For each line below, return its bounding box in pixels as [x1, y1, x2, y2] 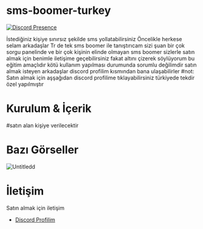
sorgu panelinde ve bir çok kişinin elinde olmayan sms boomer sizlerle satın [6, 48, 195, 55]
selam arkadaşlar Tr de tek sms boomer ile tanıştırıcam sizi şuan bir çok [6, 42, 185, 49]
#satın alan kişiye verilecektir [6, 122, 79, 129]
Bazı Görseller [6, 143, 79, 157]
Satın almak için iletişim [6, 204, 65, 211]
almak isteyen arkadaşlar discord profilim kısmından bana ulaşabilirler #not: [6, 67, 195, 75]
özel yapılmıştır [6, 80, 44, 88]
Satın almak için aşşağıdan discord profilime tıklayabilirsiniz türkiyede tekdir [6, 74, 195, 81]
